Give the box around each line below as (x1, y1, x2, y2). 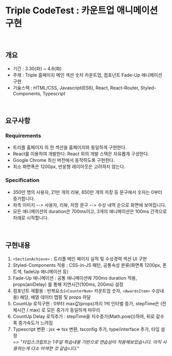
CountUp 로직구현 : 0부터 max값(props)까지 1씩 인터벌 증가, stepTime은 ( (12, 300, 163, 306)
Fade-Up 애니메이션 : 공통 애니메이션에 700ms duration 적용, (12, 275, 138, 281)
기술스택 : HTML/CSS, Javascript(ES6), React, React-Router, (12, 85, 140, 91)
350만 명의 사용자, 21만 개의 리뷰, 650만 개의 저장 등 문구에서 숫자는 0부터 (12, 189, 163, 195)
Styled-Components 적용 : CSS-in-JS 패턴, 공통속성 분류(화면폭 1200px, (12, 262, 162, 268)
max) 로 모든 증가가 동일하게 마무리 (29, 307, 101, 313)
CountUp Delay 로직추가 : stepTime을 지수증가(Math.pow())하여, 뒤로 (12, 313, 155, 319)
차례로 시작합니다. (12, 215, 49, 221)
